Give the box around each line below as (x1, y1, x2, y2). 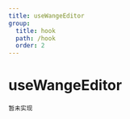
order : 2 (15, 42, 45, 50)
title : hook (15, 27, 57, 35)
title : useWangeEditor (8, 11, 85, 20)
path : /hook (15, 34, 57, 43)
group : (8, 19, 31, 27)
